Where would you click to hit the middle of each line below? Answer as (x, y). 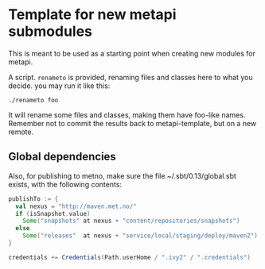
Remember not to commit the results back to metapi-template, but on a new (132, 123)
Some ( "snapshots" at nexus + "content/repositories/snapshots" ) (131, 221)
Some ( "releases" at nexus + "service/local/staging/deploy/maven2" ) (140, 236)
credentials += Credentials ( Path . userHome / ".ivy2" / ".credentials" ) (129, 257)
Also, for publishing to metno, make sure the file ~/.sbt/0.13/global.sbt (123, 175)
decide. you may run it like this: (59, 86)
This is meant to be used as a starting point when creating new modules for (132, 53)
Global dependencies (62, 157)
